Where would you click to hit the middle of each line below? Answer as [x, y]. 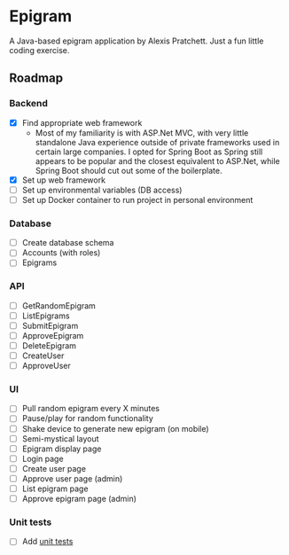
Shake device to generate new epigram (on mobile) [116, 428]
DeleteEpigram [49, 345]
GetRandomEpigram [59, 305]
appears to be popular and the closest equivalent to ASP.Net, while [158, 160]
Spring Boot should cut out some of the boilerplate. [129, 170]
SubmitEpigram [50, 325]
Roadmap [36, 78]
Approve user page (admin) [72, 478]
